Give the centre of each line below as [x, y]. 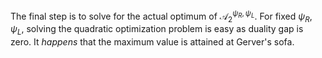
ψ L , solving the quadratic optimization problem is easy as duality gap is [157, 30]
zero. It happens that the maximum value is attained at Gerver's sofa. [152, 42]
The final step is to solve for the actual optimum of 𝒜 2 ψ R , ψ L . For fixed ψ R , [161, 16]
